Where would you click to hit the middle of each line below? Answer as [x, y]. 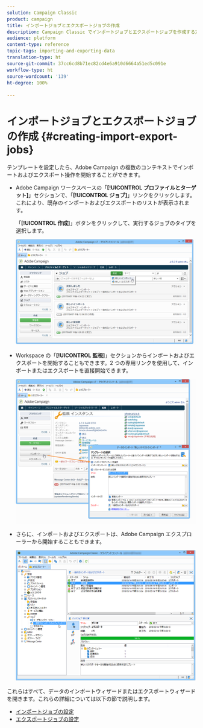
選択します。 [31, 231]
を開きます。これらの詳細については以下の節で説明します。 [80, 698]
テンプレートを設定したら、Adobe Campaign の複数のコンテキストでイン [98, 167]
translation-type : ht [34, 57]
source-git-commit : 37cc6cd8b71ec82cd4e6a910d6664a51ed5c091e [86, 63]
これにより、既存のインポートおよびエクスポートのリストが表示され [100, 203]
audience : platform [31, 38]
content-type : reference [38, 45]
